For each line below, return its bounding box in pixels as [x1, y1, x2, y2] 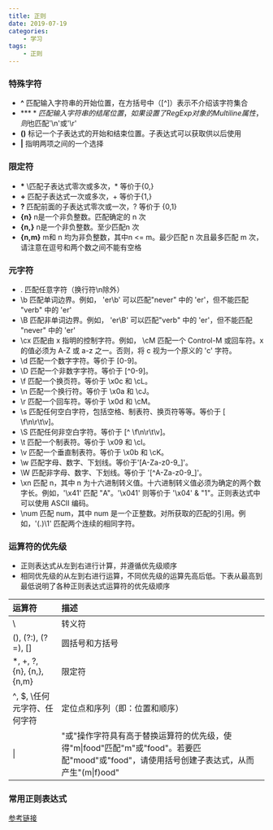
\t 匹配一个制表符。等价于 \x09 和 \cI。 [19, 437, 150, 447]
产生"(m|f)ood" [61, 767, 119, 778]
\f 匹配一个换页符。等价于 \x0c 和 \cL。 [19, 376, 153, 386]
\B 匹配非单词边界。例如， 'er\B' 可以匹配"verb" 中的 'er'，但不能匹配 [19, 315, 253, 325]
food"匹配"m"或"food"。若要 [83, 742, 193, 754]
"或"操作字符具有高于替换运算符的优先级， [61, 730, 224, 741]
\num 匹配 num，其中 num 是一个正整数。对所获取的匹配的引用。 [19, 508, 240, 518]
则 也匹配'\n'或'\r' [19, 119, 77, 129]
